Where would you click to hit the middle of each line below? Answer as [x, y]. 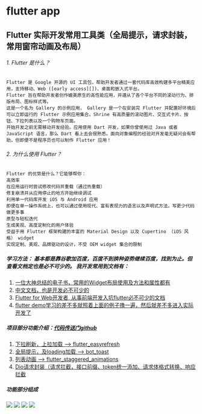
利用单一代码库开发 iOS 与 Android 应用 [52, 199]
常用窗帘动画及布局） [46, 46]
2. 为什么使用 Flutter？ [34, 154]
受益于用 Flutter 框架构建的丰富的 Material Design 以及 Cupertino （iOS [94, 231]
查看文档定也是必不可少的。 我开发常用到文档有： [68, 266]
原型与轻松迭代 [22, 219]
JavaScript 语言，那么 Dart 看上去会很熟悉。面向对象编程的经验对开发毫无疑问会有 [99, 134]
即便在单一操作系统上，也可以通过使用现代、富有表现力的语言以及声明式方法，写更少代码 [100, 206]
